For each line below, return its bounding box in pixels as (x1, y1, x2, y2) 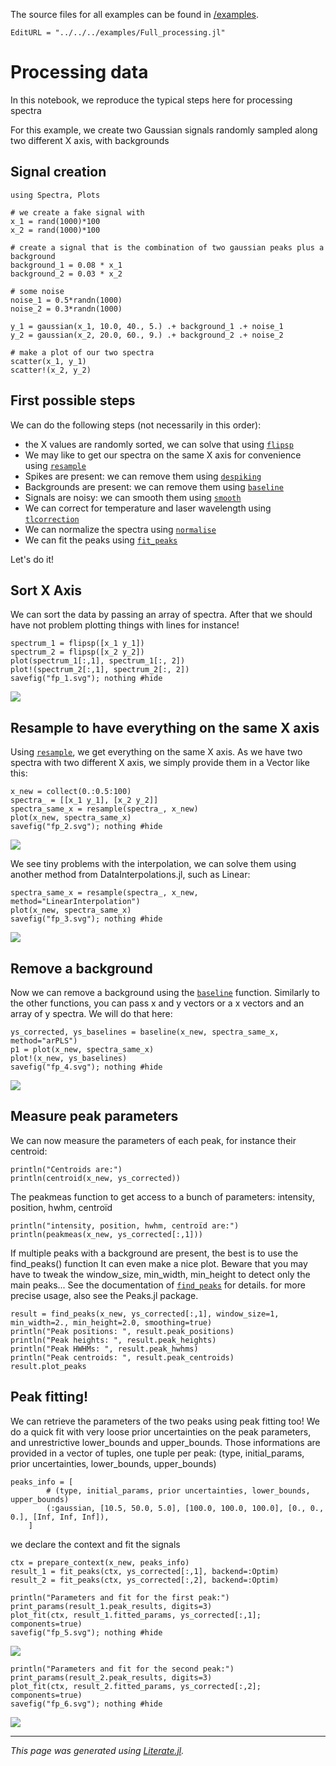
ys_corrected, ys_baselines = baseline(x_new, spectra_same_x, (10, 1027, 280, 1037)
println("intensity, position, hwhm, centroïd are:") (10, 1220, 240, 1231)
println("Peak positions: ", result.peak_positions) (10, 1326, 235, 1336)
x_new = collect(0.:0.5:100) (10, 787, 132, 797)
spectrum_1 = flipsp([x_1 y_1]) (10, 639, 145, 649)
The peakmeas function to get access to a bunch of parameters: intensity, (10, 1190, 315, 1203)
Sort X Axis (10, 582, 83, 599)
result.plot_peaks (10, 1361, 87, 1371)
